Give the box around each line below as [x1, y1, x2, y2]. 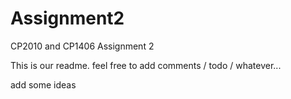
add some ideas [10, 78, 77, 91]
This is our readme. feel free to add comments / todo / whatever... [10, 59, 282, 71]
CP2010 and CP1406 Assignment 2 [10, 40, 155, 52]
